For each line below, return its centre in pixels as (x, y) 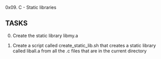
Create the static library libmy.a (45, 36)
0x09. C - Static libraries (31, 7)
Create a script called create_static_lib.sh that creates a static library (84, 45)
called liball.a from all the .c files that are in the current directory (79, 51)
